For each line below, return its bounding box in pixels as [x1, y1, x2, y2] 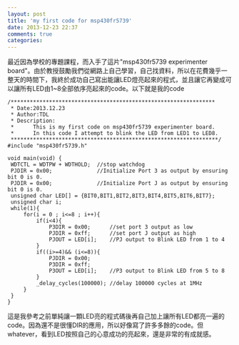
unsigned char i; [10, 199, 62, 206]
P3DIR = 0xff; [49, 261, 91, 269]
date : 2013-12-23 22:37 [7, 24, 78, 31]
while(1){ [10, 205, 40, 212]
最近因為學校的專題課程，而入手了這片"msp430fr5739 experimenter [7, 58, 208, 66]
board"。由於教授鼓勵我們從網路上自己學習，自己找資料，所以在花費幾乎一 [7, 66, 228, 75]
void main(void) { [7, 155, 62, 162]
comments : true [7, 30, 53, 38]
